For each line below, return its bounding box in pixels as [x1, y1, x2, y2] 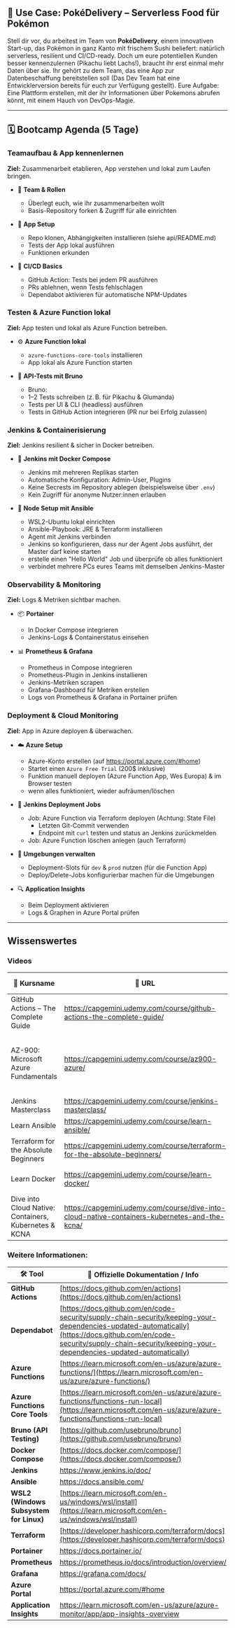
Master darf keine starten [27, 548, 101, 556]
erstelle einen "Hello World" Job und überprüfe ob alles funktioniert [27, 555, 222, 564]
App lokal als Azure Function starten [27, 358, 133, 366]
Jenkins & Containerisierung [7, 425, 106, 435]
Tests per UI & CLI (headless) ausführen [27, 400, 143, 408]
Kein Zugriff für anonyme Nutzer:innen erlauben [27, 491, 166, 499]
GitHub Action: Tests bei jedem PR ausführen [27, 275, 158, 284]
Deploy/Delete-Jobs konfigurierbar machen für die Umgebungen [27, 870, 215, 879]
